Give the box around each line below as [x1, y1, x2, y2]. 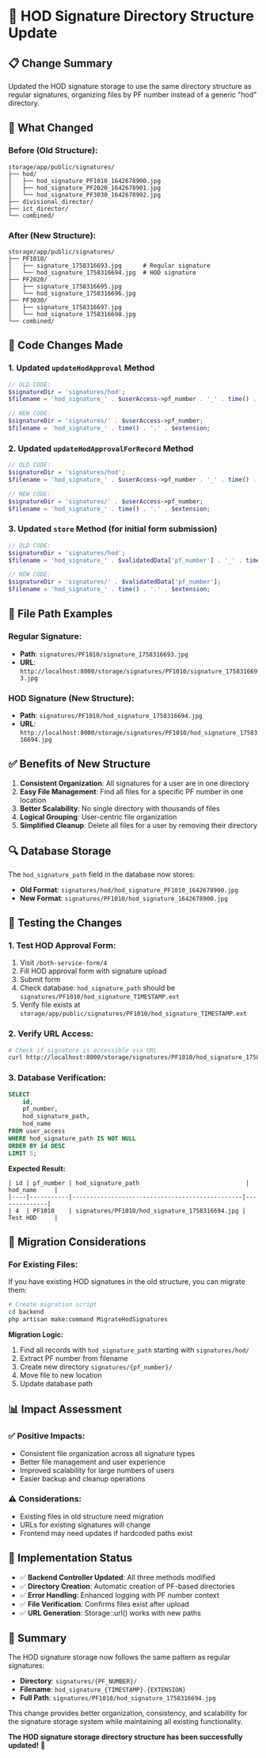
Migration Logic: [8, 1329, 63, 1339]
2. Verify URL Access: [8, 1028, 93, 1039]
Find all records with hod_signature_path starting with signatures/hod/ [19, 1345, 249, 1355]
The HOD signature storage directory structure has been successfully [8, 1732, 243, 1742]
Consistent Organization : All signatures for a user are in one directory [19, 778, 249, 788]
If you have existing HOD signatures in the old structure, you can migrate [8, 1277, 245, 1286]
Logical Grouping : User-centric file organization [19, 812, 177, 821]
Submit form [19, 975, 61, 984]
